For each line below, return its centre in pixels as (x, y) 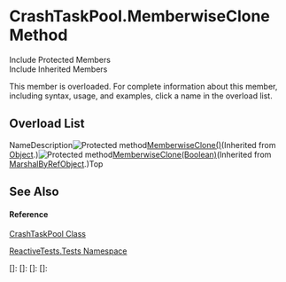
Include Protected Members (60, 59)
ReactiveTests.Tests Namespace (68, 251)
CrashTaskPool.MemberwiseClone (139, 16)
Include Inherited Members (58, 69)
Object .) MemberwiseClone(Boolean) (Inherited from (140, 154)
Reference (29, 214)
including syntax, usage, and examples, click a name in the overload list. (141, 96)
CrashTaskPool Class (48, 234)
